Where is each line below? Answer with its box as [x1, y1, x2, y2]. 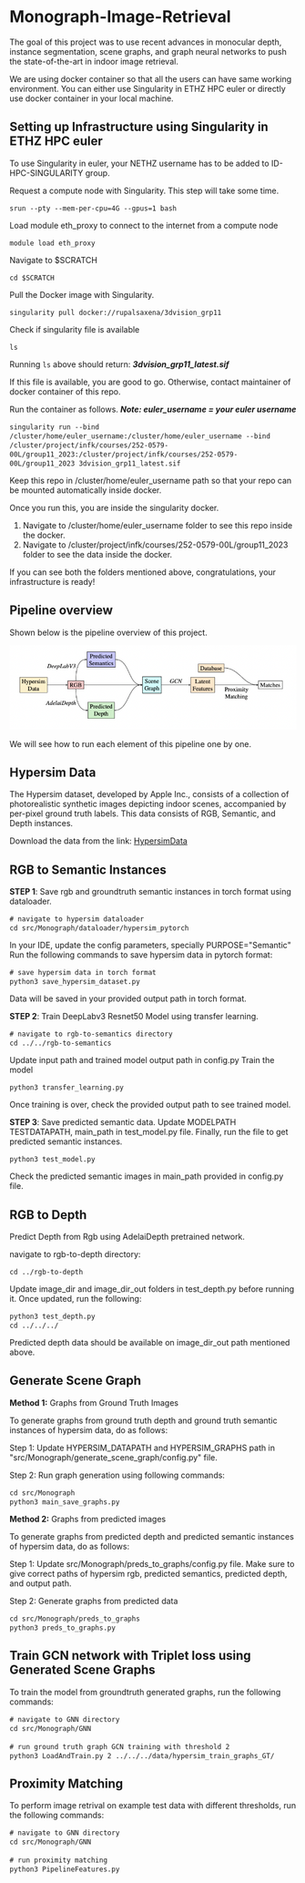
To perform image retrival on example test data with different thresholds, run [9, 1800, 297, 1811]
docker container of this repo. [9, 385, 121, 397]
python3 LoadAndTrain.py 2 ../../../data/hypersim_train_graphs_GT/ [9, 1751, 275, 1760]
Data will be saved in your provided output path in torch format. [9, 993, 248, 1004]
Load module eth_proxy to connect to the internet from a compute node [9, 220, 279, 230]
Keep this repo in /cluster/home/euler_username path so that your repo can [9, 475, 292, 486]
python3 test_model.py [9, 1155, 96, 1164]
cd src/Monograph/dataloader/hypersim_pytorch [9, 924, 189, 933]
